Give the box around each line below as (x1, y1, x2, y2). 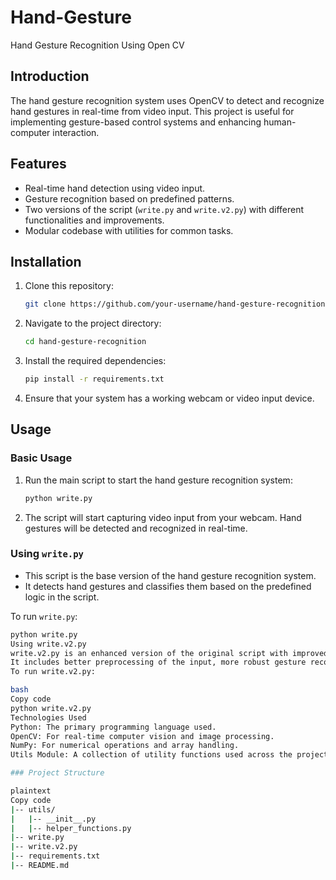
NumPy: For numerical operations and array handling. (10, 741, 240, 751)
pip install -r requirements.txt (24, 374, 165, 385)
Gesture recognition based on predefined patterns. (24, 192, 235, 205)
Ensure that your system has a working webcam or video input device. (24, 392, 315, 404)
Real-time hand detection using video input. (24, 182, 206, 194)
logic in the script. (24, 591, 100, 603)
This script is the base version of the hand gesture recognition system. (24, 569, 317, 581)
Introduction (10, 68, 90, 85)
